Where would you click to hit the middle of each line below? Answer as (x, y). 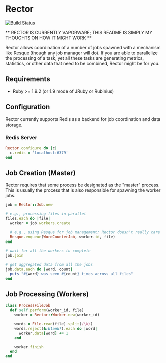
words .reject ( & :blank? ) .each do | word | (56, 329)
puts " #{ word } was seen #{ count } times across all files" (72, 274)
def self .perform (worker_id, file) (47, 310)
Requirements (28, 79)
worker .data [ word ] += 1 (43, 333)
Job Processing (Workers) (47, 294)
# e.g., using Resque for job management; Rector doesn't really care (85, 232)
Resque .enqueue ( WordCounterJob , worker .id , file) (62, 237)
